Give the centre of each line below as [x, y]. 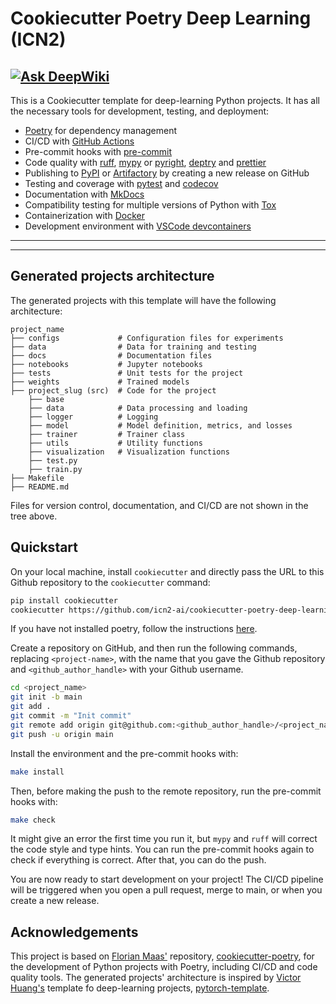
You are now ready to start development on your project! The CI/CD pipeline [167, 879]
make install [37, 772]
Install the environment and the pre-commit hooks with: [124, 753]
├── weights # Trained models [100, 382]
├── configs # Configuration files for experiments [147, 338]
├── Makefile [37, 478]
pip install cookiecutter [64, 600]
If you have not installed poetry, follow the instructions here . [134, 629]
